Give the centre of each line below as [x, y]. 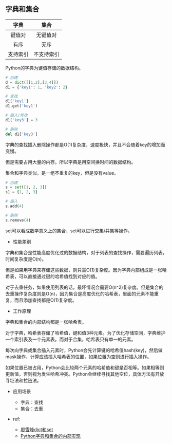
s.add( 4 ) [15, 206]
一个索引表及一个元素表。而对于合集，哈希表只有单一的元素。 [71, 339]
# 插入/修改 [17, 115]
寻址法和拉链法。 [23, 380]
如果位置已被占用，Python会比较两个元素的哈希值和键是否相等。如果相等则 [85, 367]
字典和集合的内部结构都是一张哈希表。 [46, 322]
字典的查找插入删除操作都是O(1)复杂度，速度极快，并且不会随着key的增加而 [85, 144]
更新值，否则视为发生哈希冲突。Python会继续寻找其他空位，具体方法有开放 [85, 374]
